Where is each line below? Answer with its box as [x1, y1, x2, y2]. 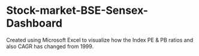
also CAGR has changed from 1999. [6, 43, 94, 50]
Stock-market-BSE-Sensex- [6, 4, 149, 17]
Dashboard [6, 16, 63, 30]
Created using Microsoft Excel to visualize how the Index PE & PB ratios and [6, 36, 194, 43]
